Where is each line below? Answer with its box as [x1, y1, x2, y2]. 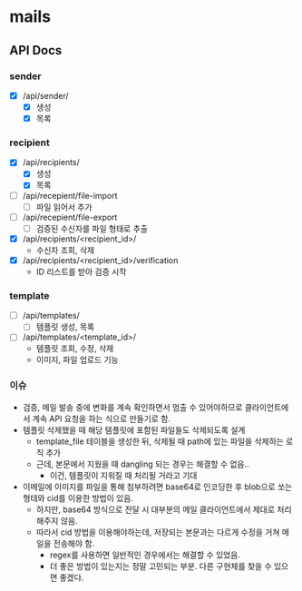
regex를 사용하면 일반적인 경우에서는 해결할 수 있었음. [49, 549, 240, 560]
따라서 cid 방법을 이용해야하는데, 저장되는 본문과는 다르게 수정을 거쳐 [35, 527, 280, 537]
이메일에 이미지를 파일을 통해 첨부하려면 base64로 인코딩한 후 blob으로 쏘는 [22, 481, 293, 492]
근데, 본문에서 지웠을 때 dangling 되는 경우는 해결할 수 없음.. [35, 458, 249, 469]
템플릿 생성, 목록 [35, 321, 95, 332]
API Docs [9, 43, 63, 58]
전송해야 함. [53, 537, 95, 548]
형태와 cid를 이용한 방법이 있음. [22, 492, 134, 503]
